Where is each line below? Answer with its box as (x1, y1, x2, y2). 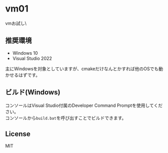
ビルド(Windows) (5, 88, 60, 97)
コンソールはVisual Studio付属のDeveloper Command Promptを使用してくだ (5, 102, 163, 108)
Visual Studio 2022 (12, 55, 52, 61)
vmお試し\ (5, 20, 27, 26)
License (5, 129, 31, 138)
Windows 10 (12, 50, 38, 56)
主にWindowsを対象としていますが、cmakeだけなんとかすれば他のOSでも (5, 66, 159, 72)
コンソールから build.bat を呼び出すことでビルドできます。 (5, 115, 127, 121)
